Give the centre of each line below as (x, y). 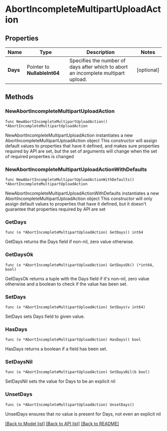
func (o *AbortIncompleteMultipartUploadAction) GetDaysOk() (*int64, (80, 265)
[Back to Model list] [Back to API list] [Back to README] (62, 424)
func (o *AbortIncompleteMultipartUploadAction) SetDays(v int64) (75, 307)
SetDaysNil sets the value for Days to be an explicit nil (60, 381)
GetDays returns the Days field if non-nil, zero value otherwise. (70, 242)
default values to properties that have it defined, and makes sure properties (83, 146)
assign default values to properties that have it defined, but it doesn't (76, 204)
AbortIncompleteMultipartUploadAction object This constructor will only (79, 199)
